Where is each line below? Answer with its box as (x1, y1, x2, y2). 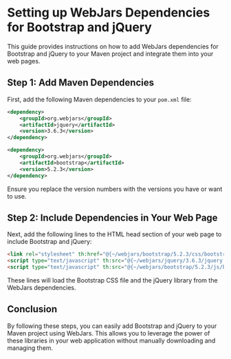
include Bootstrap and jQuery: (7, 238, 92, 246)
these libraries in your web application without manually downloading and (7, 336, 216, 345)
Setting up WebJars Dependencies (7, 5, 210, 21)
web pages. (7, 57, 41, 65)
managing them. (7, 343, 54, 352)
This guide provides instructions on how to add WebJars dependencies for (7, 42, 219, 50)
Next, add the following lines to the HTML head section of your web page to (7, 230, 222, 238)
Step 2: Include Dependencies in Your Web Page (7, 212, 218, 223)
